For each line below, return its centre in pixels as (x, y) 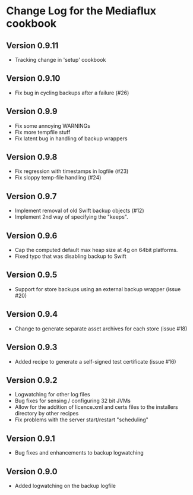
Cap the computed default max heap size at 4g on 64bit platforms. (96, 250)
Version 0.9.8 (32, 157)
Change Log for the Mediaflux (81, 11)
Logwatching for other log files (52, 395)
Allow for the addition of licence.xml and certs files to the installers (96, 407)
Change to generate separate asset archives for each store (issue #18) (101, 329)
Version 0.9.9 (32, 111)
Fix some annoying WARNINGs (53, 125)
